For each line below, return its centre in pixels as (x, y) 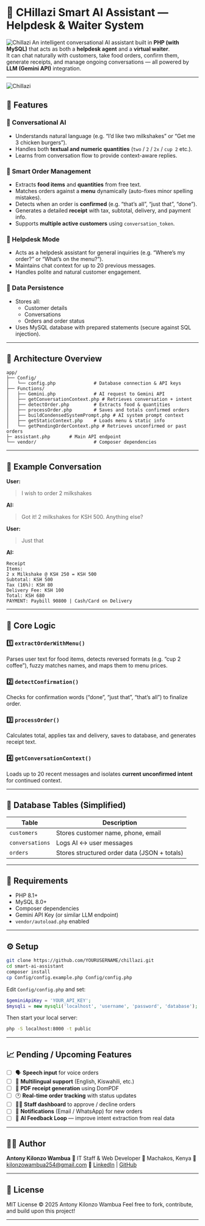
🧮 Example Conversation (54, 467)
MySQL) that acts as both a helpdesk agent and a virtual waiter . (88, 49)
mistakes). (28, 197)
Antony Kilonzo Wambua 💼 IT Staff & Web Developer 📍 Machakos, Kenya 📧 (101, 1158)
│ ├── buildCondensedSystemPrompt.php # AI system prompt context (95, 416)
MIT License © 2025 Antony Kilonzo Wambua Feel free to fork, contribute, (100, 1205)
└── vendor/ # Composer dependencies (81, 442)
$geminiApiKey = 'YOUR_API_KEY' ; (49, 1000)
